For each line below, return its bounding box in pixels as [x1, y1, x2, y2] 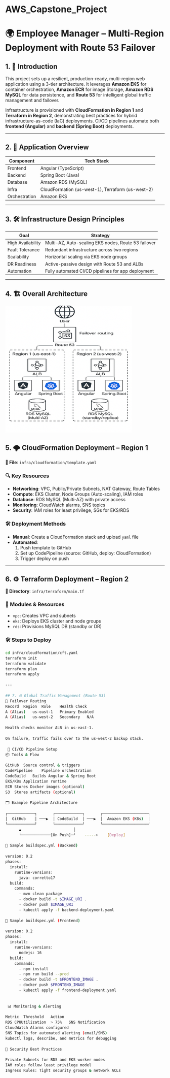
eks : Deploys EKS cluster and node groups [12, 618, 101, 624]
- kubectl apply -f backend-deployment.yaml [18, 907, 114, 912]
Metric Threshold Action [5, 1015, 65, 1020]
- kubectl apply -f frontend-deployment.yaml [18, 988, 116, 993]
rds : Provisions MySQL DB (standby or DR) [12, 623, 102, 629]
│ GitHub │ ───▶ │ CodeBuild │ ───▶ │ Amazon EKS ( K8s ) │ [5, 816, 151, 822]
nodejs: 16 [18, 950, 42, 955]
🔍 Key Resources [5, 472, 50, 479]
